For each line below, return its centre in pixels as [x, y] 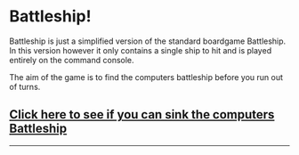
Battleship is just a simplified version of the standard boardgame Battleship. [148, 41]
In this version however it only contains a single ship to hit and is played [141, 50]
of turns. [25, 86]
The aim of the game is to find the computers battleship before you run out [146, 77]
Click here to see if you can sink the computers [142, 114]
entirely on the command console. [72, 60]
